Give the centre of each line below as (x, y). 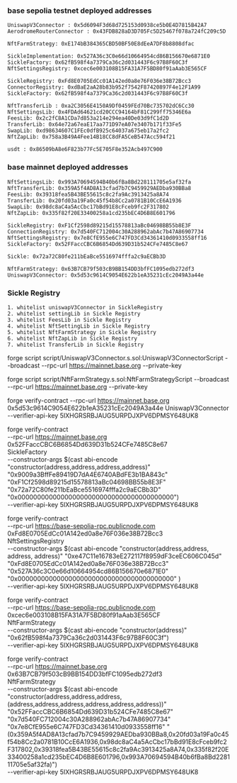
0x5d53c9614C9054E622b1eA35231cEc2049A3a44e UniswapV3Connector (118, 408)
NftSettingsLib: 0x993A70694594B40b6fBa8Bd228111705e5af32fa (99, 182)
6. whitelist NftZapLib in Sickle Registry (73, 338)
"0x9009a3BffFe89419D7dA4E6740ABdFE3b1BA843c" (88, 474)
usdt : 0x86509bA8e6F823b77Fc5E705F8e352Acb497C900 (85, 150)
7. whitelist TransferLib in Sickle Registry (75, 345)
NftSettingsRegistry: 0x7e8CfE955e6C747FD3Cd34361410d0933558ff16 (107, 238)
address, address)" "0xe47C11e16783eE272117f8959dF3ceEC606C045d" (115, 556)
